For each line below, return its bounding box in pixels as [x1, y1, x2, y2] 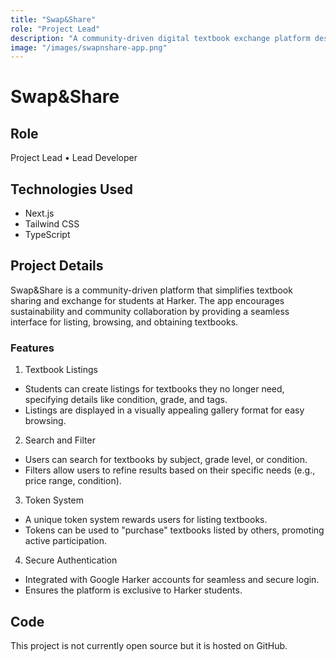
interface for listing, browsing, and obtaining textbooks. [10, 316, 239, 328]
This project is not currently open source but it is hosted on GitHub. [10, 639, 288, 651]
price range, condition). [24, 475, 122, 487]
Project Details [10, 257, 104, 275]
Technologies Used [10, 181, 133, 198]
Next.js [24, 207, 55, 220]
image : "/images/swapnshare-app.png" [10, 42, 168, 53]
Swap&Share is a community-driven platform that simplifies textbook [10, 284, 293, 296]
